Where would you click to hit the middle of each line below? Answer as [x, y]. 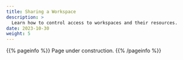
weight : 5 [19, 34]
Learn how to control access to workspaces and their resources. [95, 23]
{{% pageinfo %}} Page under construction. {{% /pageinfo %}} [84, 50]
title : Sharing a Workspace [41, 12]
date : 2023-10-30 [28, 28]
